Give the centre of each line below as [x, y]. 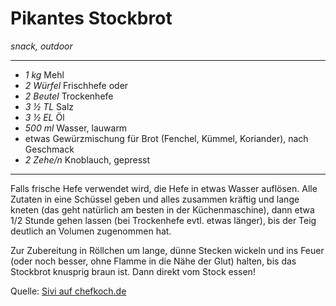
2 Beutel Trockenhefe [69, 96]
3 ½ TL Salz [49, 106]
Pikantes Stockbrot [91, 18]
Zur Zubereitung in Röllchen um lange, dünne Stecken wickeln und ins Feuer [167, 250]
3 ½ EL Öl [44, 117]
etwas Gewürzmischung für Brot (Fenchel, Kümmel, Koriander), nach [166, 138]
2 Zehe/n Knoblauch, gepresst [87, 159]
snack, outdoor [41, 46]
